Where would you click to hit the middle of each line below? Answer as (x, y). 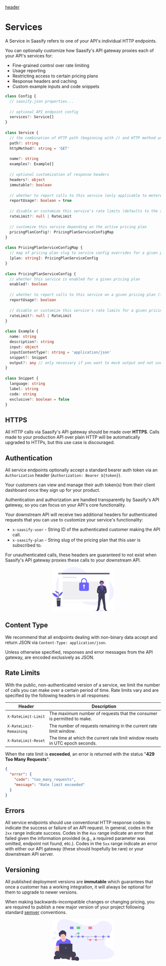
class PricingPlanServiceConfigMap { (44, 248)
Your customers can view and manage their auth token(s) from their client (80, 485)
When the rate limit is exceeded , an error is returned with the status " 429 (80, 754)
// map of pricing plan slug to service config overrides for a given (84, 253)
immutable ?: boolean (31, 185)
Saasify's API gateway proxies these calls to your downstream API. (73, 560)
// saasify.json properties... (42, 101)
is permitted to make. (71, 719)
